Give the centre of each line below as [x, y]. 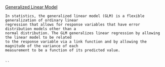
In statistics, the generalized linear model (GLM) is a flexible [75, 16]
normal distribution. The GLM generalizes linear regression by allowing [83, 33]
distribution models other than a [41, 29]
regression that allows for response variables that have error [73, 24]
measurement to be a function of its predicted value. [63, 50]
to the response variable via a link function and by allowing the [76, 42]
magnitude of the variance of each [42, 46]
